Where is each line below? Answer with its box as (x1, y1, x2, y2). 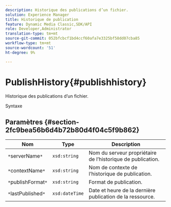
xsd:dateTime (52, 191, 84, 196)
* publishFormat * (8, 179, 47, 186)
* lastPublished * (8, 190, 46, 197)
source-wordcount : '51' (5, 45, 56, 50)
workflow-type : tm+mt (5, 41, 51, 46)
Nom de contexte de (89, 164, 137, 171)
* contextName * (8, 167, 46, 174)
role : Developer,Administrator (5, 26, 72, 32)
